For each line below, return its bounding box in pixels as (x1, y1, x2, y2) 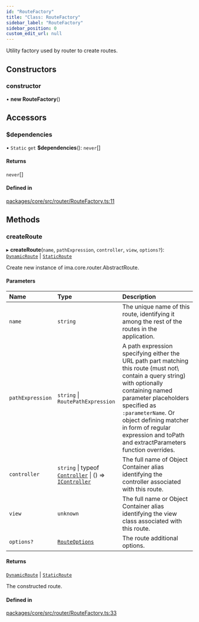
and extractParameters (122, 438, 187, 446)
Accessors (6, 113, 47, 123)
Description (122, 292, 156, 300)
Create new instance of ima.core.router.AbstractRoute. (6, 264, 139, 271)
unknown (57, 510, 79, 517)
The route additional (122, 534, 179, 542)
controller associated (122, 477, 181, 485)
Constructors (6, 64, 57, 74)
